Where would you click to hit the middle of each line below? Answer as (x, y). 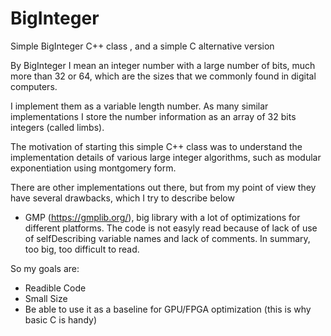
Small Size (46, 298)
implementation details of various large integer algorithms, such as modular (166, 157)
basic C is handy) (60, 319)
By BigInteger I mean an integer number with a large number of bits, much (163, 65)
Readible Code (55, 288)
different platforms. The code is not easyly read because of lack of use (171, 228)
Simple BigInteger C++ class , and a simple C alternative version (142, 46)
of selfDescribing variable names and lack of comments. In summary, (167, 238)
